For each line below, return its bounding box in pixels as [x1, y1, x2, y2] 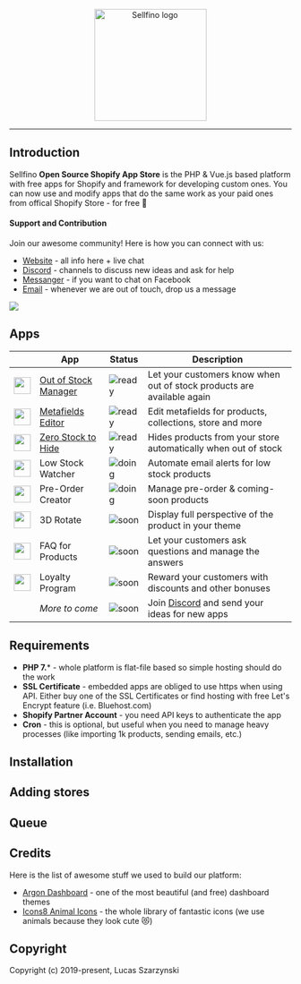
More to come [39, 602, 99, 614]
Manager [39, 385, 78, 398]
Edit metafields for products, [147, 405, 268, 417]
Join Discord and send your [147, 596, 264, 609]
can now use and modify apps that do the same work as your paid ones [9, 188, 274, 199]
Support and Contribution [9, 218, 107, 228]
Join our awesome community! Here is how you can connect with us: [9, 238, 264, 249]
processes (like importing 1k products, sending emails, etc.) [21, 728, 243, 739]
